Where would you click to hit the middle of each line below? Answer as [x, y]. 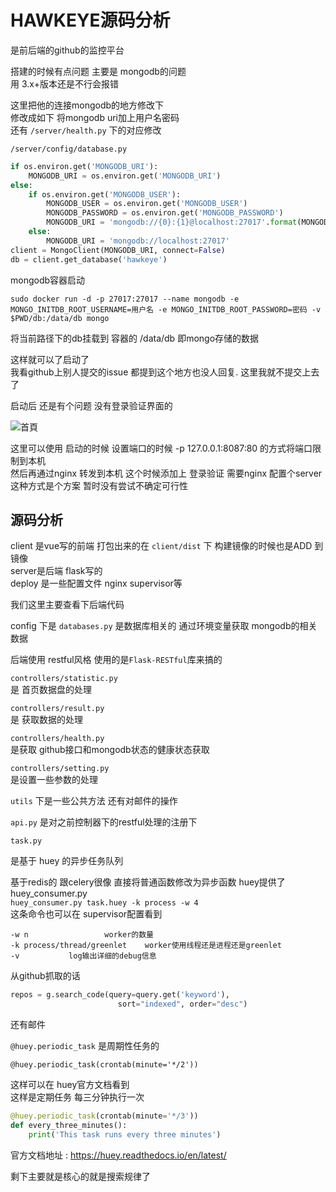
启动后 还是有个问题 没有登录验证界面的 [91, 405]
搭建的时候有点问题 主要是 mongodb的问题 [98, 71]
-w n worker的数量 [82, 935]
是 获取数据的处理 [46, 720]
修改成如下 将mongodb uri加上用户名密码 [95, 117]
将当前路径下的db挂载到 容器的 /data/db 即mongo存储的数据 [135, 338]
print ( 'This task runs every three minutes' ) [125, 1134]
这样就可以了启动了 [50, 359]
